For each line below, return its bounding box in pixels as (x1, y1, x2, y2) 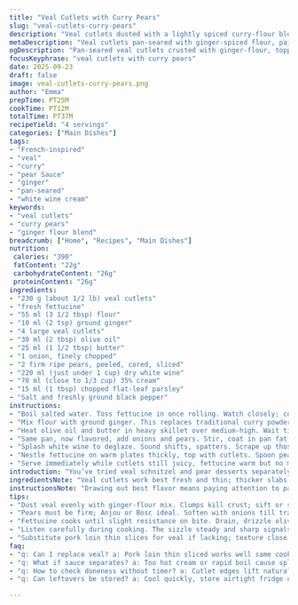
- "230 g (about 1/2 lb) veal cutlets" (9, 294, 157, 303)
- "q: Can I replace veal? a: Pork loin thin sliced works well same (9, 550, 272, 559)
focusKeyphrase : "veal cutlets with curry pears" (9, 54, 197, 63)
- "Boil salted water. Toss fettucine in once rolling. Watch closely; (9, 410, 279, 418)
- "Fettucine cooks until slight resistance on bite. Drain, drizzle (9, 517, 272, 526)
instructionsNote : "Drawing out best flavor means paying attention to (9, 483, 279, 493)
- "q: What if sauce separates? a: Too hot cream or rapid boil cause (9, 558, 276, 567)
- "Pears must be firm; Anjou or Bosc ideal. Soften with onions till (9, 508, 276, 518)
